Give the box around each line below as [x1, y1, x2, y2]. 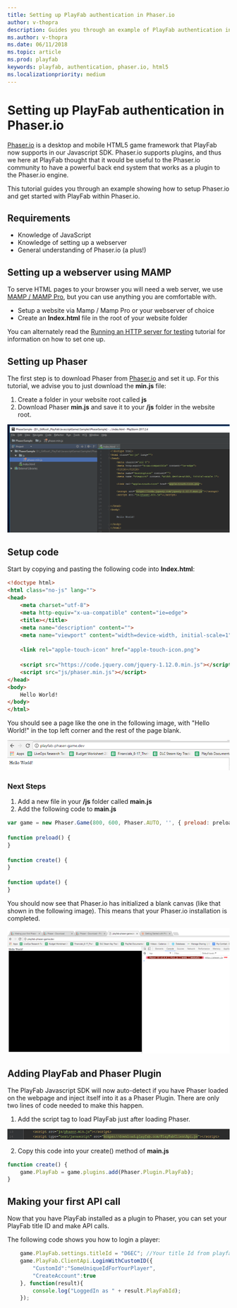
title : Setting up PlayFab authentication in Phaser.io [7, 11, 175, 18]
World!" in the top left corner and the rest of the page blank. [7, 726, 181, 735]
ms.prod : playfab [7, 56, 59, 64]
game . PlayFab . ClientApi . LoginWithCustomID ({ [20, 1257, 153, 1264]
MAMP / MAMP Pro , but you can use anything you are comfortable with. [7, 293, 217, 301]
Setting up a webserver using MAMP [7, 266, 171, 278]
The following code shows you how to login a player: [7, 1235, 161, 1244]
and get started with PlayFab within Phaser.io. [7, 191, 140, 200]
